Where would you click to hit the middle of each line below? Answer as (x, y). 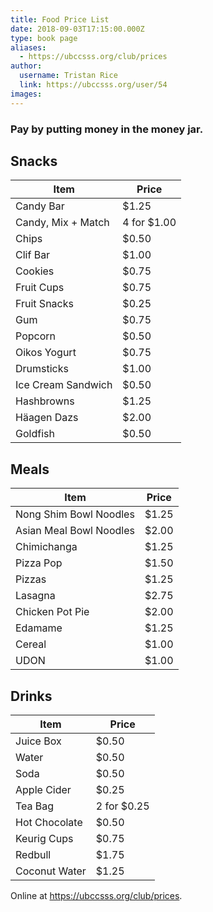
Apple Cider (43, 789)
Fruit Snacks (44, 304)
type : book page (44, 38)
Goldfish (35, 434)
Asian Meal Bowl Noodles (75, 531)
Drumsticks (42, 369)
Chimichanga (46, 547)
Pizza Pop (39, 563)
